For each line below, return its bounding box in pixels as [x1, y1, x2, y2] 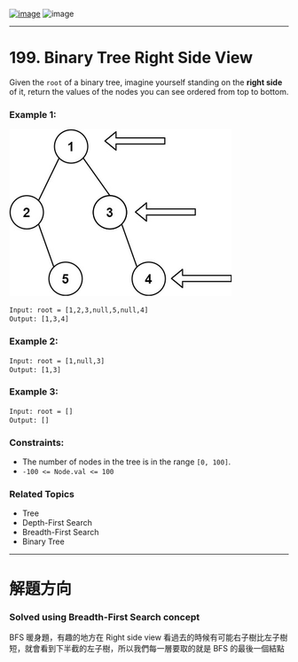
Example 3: [9, 386, 59, 398]
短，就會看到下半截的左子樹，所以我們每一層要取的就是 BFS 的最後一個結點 [9, 643, 286, 653]
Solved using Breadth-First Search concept [9, 611, 200, 623]
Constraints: [9, 436, 65, 448]
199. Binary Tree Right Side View [9, 48, 254, 68]
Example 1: [9, 108, 57, 121]
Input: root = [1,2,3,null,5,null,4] [9, 306, 149, 315]
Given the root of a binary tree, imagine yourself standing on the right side [9, 76, 283, 88]
